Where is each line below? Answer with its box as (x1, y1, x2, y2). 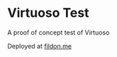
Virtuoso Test (7, 5, 89, 21)
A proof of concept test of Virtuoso (7, 28, 110, 37)
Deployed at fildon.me (7, 42, 72, 50)
